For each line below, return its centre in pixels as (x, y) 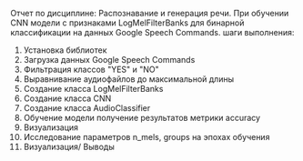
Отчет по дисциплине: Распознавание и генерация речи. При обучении (150, 13)
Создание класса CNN (67, 98)
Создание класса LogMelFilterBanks (93, 89)
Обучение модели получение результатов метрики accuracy (142, 118)
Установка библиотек (65, 50)
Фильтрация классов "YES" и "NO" (91, 69)
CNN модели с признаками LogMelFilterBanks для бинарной (127, 23)
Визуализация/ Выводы (69, 146)
